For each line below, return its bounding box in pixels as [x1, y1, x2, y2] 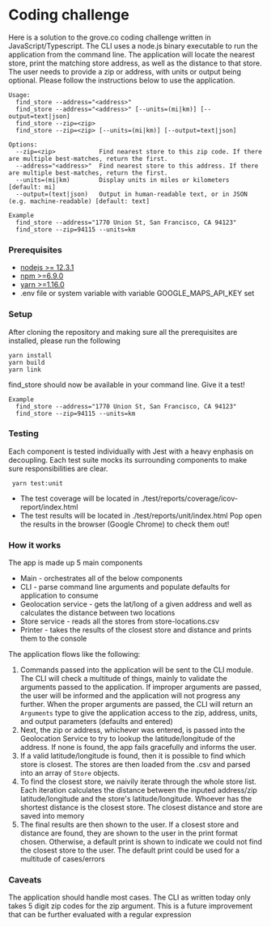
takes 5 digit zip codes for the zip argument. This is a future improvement [8, 901, 253, 911]
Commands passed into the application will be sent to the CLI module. [19, 665, 253, 675]
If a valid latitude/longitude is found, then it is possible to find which [19, 751, 246, 761]
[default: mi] [8, 183, 57, 191]
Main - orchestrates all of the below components [19, 574, 184, 583]
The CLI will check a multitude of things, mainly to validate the [19, 674, 228, 684]
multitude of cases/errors [19, 854, 105, 864]
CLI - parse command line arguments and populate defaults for [19, 582, 231, 592]
